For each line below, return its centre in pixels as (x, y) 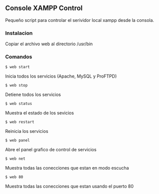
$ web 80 (14, 177)
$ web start (17, 67)
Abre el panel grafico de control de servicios (51, 150)
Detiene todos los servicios (33, 95)
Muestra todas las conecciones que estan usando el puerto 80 (69, 187)
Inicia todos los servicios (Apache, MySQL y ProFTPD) (61, 76)
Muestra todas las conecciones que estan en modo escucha (67, 168)
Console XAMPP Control (44, 8)
